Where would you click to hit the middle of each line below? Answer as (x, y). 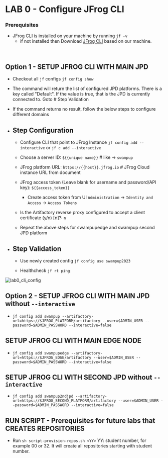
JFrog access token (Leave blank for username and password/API (88, 182)
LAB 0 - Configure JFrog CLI (65, 9)
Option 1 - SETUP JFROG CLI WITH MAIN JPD (77, 67)
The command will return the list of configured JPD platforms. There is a (87, 88)
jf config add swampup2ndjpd (43, 396)
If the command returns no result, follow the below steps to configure (84, 109)
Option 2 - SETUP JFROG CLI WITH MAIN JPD (77, 296)
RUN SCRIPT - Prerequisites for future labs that (80, 421)
